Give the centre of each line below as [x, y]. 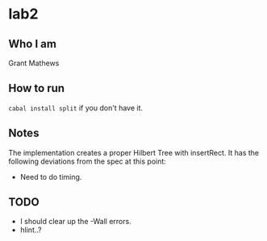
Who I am [32, 44]
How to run [37, 88]
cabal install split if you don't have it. [76, 108]
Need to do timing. [51, 177]
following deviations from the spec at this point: [88, 161]
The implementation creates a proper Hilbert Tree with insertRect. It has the [134, 152]
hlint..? [31, 230]
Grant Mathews [34, 63]
